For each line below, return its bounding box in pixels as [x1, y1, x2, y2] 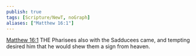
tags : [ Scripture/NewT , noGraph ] [6, 14, 90, 20]
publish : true [6, 8, 42, 15]
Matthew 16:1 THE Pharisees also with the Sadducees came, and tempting [6, 37, 190, 44]
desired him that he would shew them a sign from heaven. [6, 43, 151, 50]
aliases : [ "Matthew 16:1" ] [6, 20, 74, 26]
